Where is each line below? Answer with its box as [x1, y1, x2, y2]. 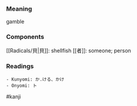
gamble [6, 18, 25, 25]
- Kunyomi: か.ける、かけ [6, 76, 65, 82]
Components [6, 33, 44, 41]
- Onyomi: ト [6, 82, 37, 88]
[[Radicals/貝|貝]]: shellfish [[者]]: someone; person [6, 47, 132, 54]
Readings [6, 62, 34, 70]
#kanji [6, 93, 21, 100]
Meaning [6, 5, 32, 13]
